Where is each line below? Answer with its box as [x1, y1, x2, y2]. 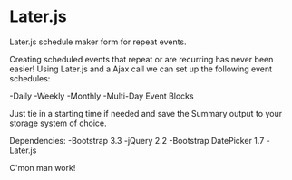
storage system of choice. [9, 118, 107, 128]
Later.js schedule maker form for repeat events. [9, 36, 188, 47]
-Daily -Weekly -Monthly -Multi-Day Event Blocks [9, 90, 194, 101]
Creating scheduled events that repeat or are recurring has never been [9, 53, 274, 64]
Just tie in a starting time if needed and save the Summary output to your [9, 108, 283, 118]
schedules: [9, 72, 51, 83]
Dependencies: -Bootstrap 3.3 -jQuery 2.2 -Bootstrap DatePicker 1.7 [9, 135, 265, 146]
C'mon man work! [9, 162, 76, 173]
